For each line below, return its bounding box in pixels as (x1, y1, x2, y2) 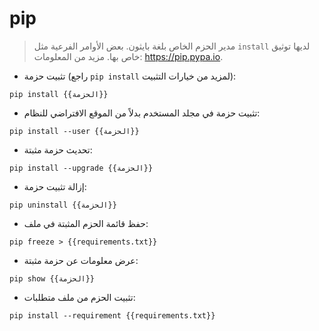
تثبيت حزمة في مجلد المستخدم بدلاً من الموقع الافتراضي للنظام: (23, 107, 261, 119)
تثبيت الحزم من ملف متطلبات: (23, 291, 136, 303)
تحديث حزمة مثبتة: (23, 143, 93, 156)
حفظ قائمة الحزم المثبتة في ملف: (23, 217, 149, 229)
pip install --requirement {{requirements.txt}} (9, 310, 216, 321)
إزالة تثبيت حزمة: (23, 180, 87, 192)
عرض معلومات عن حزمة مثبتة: (23, 254, 139, 266)
